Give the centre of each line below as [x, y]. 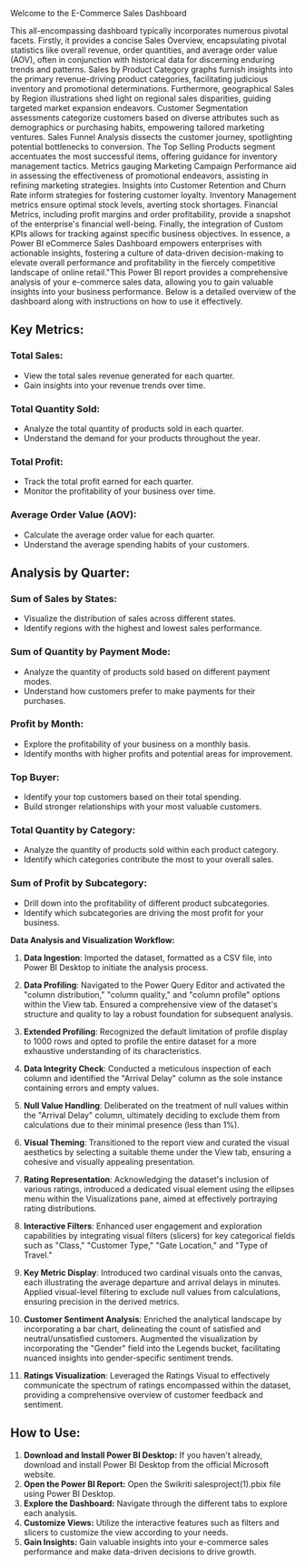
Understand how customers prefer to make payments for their [139, 691]
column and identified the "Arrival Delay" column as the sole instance [153, 1078]
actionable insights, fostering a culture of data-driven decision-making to [147, 253]
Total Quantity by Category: [73, 830]
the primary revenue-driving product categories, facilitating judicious [139, 79]
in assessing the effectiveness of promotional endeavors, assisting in [139, 176]
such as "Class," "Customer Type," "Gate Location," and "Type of [146, 1245]
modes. [38, 681]
